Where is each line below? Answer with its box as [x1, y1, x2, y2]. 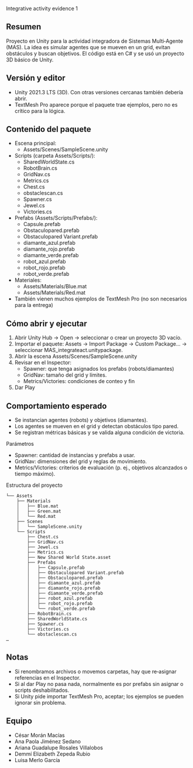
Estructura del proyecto [6, 482, 63, 489]
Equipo [6, 716, 32, 726]
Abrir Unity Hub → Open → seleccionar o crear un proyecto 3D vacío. [14, 334, 182, 342]
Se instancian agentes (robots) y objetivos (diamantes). [14, 417, 148, 424]
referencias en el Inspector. [14, 674, 81, 681]
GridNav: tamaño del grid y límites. [23, 371, 107, 378]
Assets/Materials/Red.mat [23, 289, 86, 296]
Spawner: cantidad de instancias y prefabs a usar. [14, 452, 136, 459]
